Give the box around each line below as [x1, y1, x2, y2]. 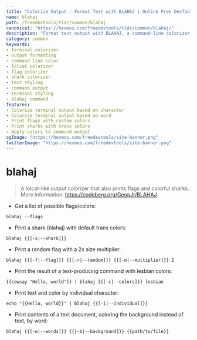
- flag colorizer [6, 69, 49, 75]
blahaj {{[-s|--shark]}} [6, 235, 67, 241]
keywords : [6, 42, 30, 48]
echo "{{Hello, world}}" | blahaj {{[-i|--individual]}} [6, 301, 148, 306]
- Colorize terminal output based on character [6, 107, 125, 113]
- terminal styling [6, 91, 54, 96]
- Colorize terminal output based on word [6, 112, 111, 118]
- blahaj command [6, 96, 49, 102]
